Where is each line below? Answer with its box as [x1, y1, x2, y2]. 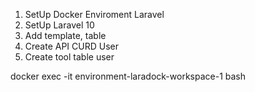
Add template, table [24, 30, 107, 41]
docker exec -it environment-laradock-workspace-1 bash [10, 70, 246, 82]
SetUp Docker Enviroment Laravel [24, 9, 165, 20]
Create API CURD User [24, 40, 119, 52]
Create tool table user [24, 51, 115, 63]
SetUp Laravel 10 [24, 19, 95, 31]
